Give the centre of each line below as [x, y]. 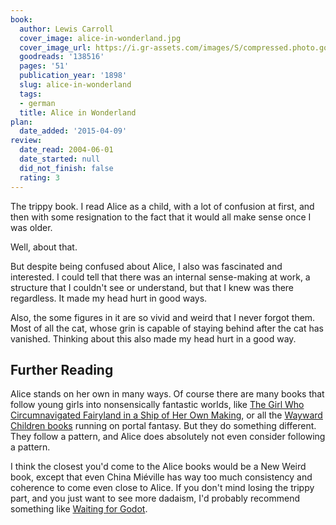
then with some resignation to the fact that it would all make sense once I [161, 217]
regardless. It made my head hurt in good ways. [109, 298]
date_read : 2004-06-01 [66, 150]
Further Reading [62, 369]
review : [26, 141]
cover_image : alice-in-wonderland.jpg [100, 38]
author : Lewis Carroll [66, 29]
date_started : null [60, 159]
